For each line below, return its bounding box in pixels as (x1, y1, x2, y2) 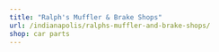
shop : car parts (9, 29, 70, 38)
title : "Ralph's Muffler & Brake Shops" (9, 12, 163, 22)
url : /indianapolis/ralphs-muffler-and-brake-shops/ (9, 21, 211, 30)
